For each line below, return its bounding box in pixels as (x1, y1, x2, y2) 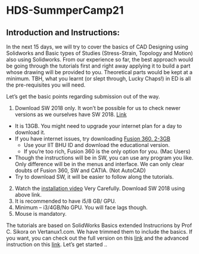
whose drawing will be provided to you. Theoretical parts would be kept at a (6, 69, 192, 75)
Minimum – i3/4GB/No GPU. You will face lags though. (14, 204, 148, 211)
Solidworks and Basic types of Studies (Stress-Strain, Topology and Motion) (6, 50, 194, 57)
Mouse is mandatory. (14, 210, 67, 217)
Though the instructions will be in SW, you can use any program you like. (14, 154, 194, 161)
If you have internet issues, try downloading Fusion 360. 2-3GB (14, 135, 171, 142)
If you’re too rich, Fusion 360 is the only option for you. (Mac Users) (23, 148, 191, 155)
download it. (14, 129, 46, 136)
